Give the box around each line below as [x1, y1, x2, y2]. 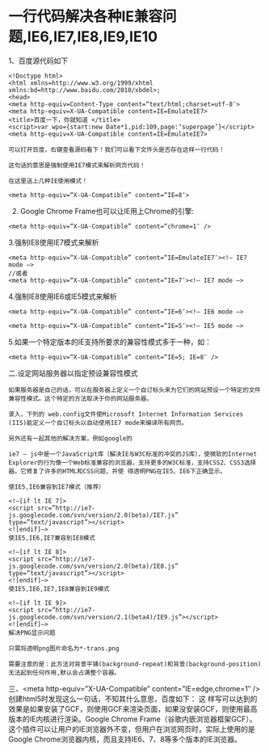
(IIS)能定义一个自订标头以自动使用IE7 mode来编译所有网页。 [8, 418, 188, 426]
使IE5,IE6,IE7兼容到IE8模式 [8, 534, 95, 542]
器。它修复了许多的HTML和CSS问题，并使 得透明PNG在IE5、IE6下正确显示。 [8, 467, 226, 475]
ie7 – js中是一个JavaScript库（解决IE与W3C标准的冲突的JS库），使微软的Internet [8, 450, 257, 458]
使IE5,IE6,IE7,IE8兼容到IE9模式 [8, 585, 111, 593]
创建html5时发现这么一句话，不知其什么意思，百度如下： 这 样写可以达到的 [8, 694, 258, 704]
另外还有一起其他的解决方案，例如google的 [8, 434, 133, 443]
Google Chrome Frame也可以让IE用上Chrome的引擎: [19, 206, 195, 216]
